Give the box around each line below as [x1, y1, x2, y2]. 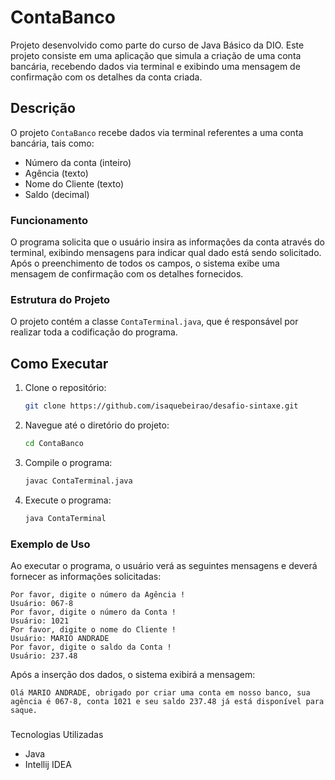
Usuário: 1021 [10, 616, 70, 626]
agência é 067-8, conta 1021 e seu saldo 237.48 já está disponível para [10, 696, 325, 706]
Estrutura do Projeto [10, 292, 111, 306]
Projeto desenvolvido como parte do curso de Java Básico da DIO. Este [10, 39, 305, 51]
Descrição [10, 100, 76, 117]
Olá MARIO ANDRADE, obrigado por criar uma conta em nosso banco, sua [10, 687, 311, 698]
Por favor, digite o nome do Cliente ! [10, 624, 177, 635]
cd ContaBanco [24, 439, 84, 449]
